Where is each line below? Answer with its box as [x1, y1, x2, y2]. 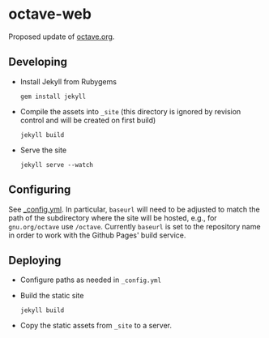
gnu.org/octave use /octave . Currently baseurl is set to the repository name [8, 221, 261, 231]
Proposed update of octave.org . [8, 32, 115, 41]
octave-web [8, 5, 92, 24]
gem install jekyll [19, 92, 87, 101]
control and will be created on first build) [19, 115, 156, 125]
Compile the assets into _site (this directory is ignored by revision [19, 106, 241, 116]
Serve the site [19, 145, 67, 155]
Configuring [8, 183, 71, 197]
